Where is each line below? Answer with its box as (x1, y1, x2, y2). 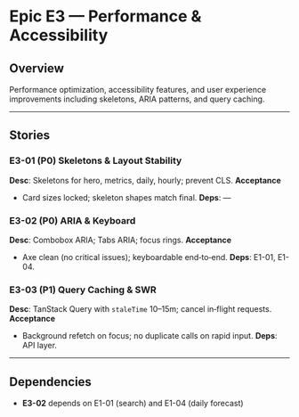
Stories (9, 127, 51, 143)
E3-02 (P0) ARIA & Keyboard (9, 214, 136, 226)
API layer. (21, 340, 58, 351)
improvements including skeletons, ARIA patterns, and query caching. (9, 94, 265, 104)
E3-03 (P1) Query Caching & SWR (9, 283, 158, 296)
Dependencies (9, 374, 92, 389)
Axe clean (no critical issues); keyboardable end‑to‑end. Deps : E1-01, (21, 251, 276, 262)
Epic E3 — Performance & (9, 6, 202, 27)
